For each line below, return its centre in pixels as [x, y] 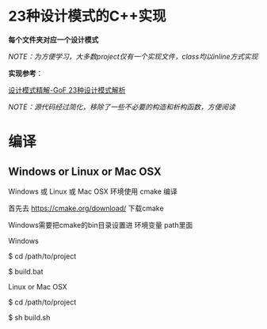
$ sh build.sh [29, 317]
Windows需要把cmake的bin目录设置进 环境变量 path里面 [101, 225]
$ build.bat [26, 271]
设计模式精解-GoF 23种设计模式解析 [67, 90]
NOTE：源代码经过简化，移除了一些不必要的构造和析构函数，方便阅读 [122, 107]
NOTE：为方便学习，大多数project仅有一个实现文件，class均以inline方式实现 [133, 56]
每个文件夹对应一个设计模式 [53, 40]
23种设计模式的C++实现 [87, 16]
